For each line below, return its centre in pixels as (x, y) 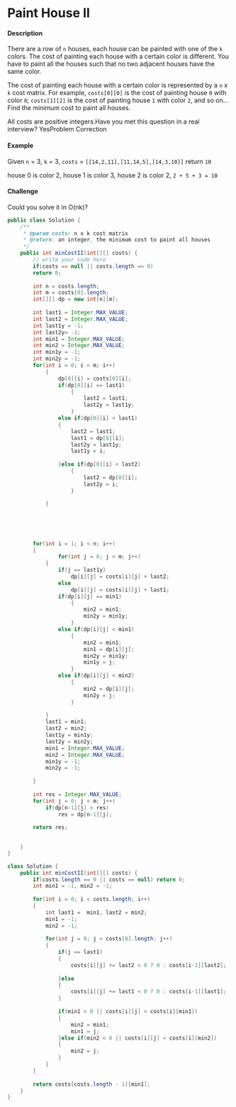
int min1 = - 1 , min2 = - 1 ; (73, 886)
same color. (24, 72)
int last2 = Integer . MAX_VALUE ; (81, 319)
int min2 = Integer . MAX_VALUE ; (79, 346)
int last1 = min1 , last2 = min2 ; (96, 912)
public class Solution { (44, 220)
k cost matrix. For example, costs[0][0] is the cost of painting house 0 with (117, 93)
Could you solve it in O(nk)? (48, 207)
